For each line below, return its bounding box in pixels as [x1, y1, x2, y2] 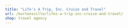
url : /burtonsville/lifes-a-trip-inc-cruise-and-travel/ [5, 11, 124, 16]
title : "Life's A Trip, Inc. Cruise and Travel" [5, 7, 106, 12]
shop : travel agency [5, 16, 47, 20]
